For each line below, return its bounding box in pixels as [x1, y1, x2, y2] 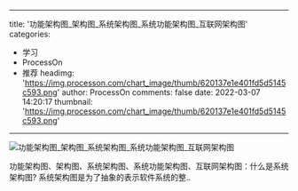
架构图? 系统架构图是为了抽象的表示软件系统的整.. [9, 172, 192, 182]
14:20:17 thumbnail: [21, 97, 93, 107]
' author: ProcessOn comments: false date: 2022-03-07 [57, 87, 261, 98]
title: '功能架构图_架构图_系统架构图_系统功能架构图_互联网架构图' [9, 19, 248, 29]
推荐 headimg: [21, 68, 75, 78]
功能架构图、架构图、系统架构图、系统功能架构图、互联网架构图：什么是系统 [9, 161, 289, 171]
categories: [9, 28, 51, 39]
